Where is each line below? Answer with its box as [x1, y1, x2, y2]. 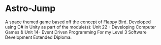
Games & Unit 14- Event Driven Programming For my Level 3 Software [5, 29, 147, 35]
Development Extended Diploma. [5, 34, 72, 40]
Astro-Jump [5, 3, 56, 14]
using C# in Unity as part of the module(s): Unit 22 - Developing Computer [5, 24, 156, 30]
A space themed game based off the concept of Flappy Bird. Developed [5, 19, 151, 25]
